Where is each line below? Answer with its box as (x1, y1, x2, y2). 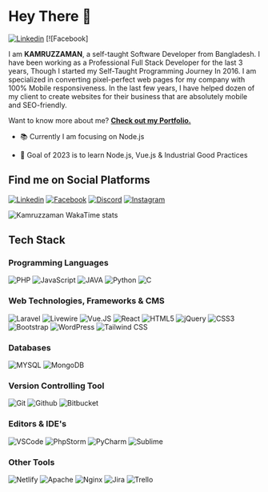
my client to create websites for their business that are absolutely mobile (8, 91, 248, 101)
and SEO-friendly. (8, 100, 67, 110)
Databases (8, 342, 51, 353)
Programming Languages (8, 258, 110, 269)
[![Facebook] (46, 34, 89, 43)
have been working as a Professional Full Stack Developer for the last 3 (8, 58, 243, 67)
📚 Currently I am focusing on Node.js (19, 131, 145, 141)
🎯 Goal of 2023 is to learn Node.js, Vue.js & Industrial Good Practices (19, 150, 248, 159)
